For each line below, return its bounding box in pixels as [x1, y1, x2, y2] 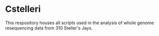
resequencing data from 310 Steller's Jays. [5, 25, 93, 31]
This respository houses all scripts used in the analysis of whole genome [5, 20, 154, 26]
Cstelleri [5, 3, 41, 15]
